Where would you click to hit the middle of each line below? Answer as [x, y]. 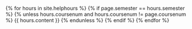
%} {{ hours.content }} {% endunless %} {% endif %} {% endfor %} [87, 20]
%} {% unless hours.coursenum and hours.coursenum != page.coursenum [96, 14]
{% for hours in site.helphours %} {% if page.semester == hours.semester [95, 8]
